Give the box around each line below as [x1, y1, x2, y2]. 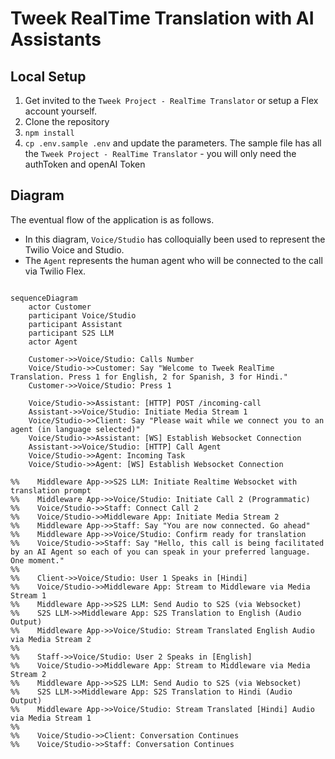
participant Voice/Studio [28, 310, 137, 321]
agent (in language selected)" [10, 424, 141, 434]
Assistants [10, 28, 102, 51]
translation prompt [10, 485, 92, 496]
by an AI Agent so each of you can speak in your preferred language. [10, 547, 311, 557]
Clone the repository [24, 116, 110, 127]
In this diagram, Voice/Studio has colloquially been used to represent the [24, 233, 326, 245]
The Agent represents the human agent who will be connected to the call [24, 254, 323, 266]
